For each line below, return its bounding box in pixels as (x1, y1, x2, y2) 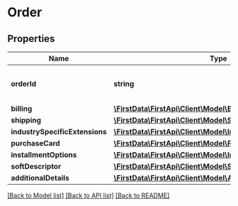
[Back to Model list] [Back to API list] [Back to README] (7, 191, 170, 200)
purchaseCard (11, 139, 60, 148)
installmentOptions (11, 150, 77, 160)
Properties (7, 33, 55, 45)
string (113, 79, 135, 89)
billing (11, 104, 33, 114)
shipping (11, 115, 41, 125)
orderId (11, 79, 37, 89)
